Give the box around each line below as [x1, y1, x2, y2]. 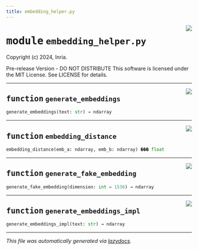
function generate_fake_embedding [6, 169, 137, 178]
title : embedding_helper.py [6, 8, 75, 15]
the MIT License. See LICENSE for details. [6, 71, 108, 78]
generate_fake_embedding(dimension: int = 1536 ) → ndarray [6, 184, 154, 190]
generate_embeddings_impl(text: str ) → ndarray [6, 221, 126, 227]
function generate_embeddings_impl [6, 206, 140, 216]
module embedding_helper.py [6, 34, 147, 47]
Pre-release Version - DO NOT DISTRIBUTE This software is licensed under [6, 65, 189, 72]
